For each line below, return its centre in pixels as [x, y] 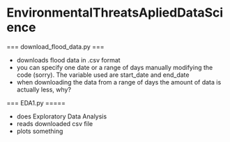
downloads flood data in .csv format [68, 60]
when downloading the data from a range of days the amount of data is [119, 82]
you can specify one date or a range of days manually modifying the [115, 67]
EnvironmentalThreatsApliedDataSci [115, 13]
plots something [40, 131]
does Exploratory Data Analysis [62, 116]
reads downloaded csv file [55, 123]
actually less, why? [44, 89]
